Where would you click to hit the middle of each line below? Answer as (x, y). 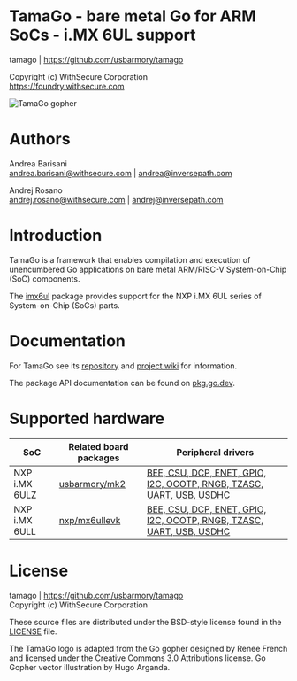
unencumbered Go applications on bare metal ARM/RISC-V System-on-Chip (148, 269)
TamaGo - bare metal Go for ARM (133, 16)
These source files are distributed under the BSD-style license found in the (145, 622)
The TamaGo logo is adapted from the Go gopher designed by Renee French (148, 648)
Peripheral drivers (215, 452)
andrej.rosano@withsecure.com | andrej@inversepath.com (116, 199)
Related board (99, 446)
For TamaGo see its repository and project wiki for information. (123, 366)
